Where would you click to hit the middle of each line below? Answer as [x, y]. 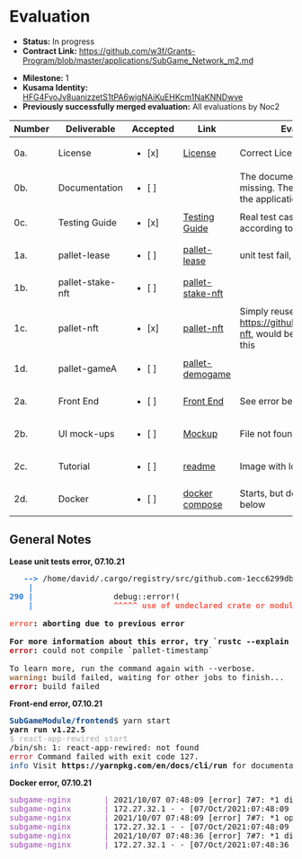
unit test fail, [266, 255]
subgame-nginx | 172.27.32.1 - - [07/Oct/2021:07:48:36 [149, 845]
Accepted [153, 128]
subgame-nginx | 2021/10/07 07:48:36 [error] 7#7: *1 [145, 836]
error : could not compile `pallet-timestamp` [111, 650]
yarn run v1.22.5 [47, 729]
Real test [258, 217]
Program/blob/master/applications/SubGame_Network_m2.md [138, 60]
